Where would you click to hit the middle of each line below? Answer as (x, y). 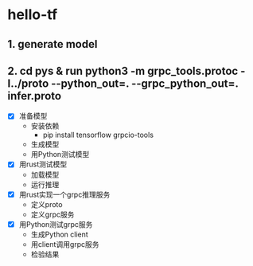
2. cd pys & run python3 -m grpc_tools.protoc (123, 70)
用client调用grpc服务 (65, 244)
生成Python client (59, 234)
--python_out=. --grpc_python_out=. (144, 83)
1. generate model (53, 44)
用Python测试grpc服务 (56, 224)
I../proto (28, 83)
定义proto (47, 204)
